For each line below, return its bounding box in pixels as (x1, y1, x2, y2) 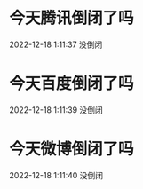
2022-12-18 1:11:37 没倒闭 (9, 39, 103, 50)
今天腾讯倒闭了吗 (9, 8, 135, 28)
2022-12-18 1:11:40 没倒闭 (9, 169, 104, 180)
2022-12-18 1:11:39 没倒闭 (9, 104, 104, 115)
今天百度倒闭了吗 (9, 74, 135, 94)
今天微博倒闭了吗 (9, 139, 135, 160)
